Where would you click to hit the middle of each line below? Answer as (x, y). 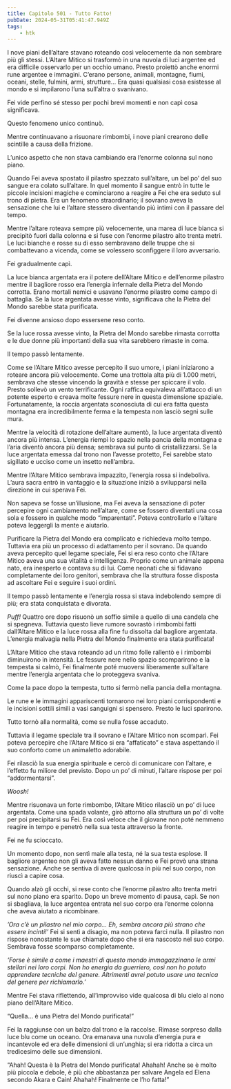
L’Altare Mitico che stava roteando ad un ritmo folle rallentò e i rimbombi (109, 652)
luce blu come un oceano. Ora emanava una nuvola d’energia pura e (104, 1037)
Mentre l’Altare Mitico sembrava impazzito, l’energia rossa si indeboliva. (109, 475)
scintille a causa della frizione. (50, 144)
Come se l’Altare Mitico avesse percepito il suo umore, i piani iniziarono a (111, 368)
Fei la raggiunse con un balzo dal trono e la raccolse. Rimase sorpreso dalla (114, 1030)
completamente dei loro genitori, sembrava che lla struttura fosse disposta (113, 575)
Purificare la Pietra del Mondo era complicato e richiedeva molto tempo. (109, 539)
